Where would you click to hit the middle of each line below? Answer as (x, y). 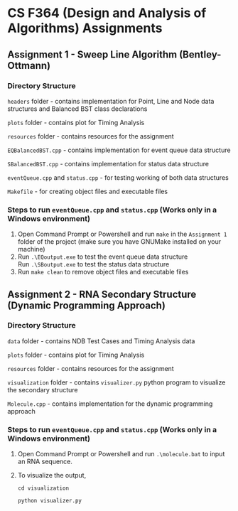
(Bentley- (200, 54)
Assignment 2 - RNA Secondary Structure (102, 294)
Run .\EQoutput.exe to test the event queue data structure (103, 257)
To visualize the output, (52, 475)
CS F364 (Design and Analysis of (107, 13)
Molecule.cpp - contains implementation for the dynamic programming (110, 404)
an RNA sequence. (45, 462)
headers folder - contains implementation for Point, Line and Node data (111, 101)
